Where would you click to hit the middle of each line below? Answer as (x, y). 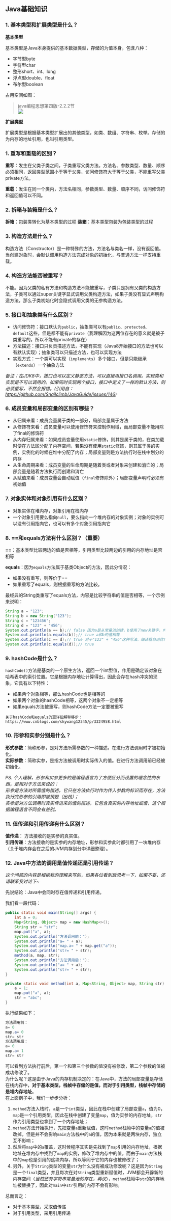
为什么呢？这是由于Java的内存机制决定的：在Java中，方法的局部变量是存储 (84, 1078)
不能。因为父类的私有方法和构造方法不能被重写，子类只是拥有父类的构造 (81, 287)
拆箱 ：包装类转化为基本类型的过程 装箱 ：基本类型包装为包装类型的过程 (79, 222)
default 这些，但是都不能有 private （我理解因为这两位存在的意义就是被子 (89, 333)
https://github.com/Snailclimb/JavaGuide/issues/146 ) (61, 394)
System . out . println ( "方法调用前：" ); (52, 936)
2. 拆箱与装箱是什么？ (32, 209)
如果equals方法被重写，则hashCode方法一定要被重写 (68, 707)
